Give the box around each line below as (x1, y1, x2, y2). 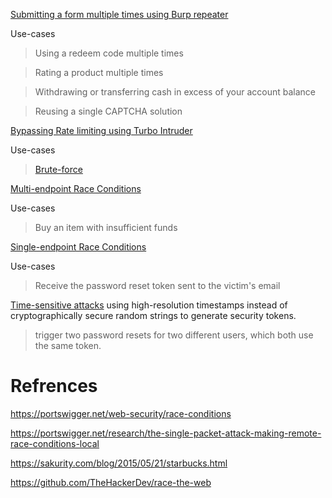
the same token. (34, 340, 102, 351)
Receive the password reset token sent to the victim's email (34, 280, 281, 291)
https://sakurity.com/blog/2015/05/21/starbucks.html (10, 457, 228, 469)
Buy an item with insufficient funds (34, 222, 178, 233)
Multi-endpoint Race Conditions (10, 183, 142, 194)
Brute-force (34, 164, 83, 175)
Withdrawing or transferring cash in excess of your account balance (34, 86, 316, 98)
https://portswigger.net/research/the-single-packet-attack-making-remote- (10, 427, 322, 439)
